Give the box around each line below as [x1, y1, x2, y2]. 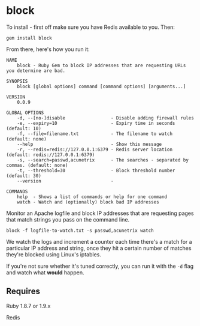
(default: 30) [6, 172, 42, 179]
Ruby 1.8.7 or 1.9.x [6, 302, 51, 309]
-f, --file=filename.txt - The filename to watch [17, 130, 172, 137]
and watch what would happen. [6, 268, 85, 276]
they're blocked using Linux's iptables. [6, 250, 102, 258]
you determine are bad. [6, 67, 66, 74]
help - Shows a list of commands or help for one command [17, 193, 168, 200]
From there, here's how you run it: [6, 46, 90, 53]
